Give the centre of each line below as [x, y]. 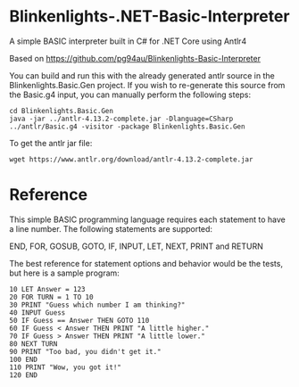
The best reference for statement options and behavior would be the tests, [146, 263]
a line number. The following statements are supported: [111, 228]
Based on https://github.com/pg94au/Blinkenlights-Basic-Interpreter [135, 58]
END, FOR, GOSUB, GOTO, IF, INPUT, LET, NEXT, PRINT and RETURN [136, 246]
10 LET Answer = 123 [48, 289]
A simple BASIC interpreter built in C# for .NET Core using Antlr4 [128, 41]
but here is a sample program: [65, 273]
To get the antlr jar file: [51, 143]
